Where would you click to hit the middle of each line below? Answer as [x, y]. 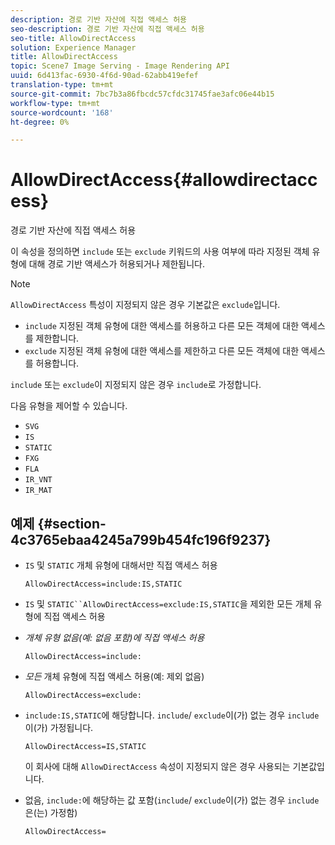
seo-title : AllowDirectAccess [73, 38]
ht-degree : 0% [40, 122]
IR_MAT [38, 491]
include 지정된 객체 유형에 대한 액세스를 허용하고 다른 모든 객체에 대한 [162, 326]
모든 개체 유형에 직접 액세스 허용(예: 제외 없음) [114, 676]
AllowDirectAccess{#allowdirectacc [164, 180]
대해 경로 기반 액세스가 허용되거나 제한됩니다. [117, 264]
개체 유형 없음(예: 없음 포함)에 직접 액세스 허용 [114, 637]
